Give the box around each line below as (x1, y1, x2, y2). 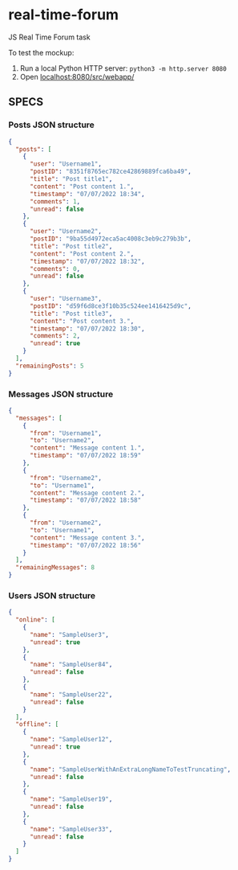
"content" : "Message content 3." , (29, 533, 146, 542)
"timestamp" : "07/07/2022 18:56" (29, 541, 142, 549)
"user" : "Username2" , (29, 228, 103, 236)
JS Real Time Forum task (8, 32, 91, 42)
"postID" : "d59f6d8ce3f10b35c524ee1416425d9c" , (29, 302, 192, 310)
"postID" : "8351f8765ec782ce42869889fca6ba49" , (29, 167, 192, 176)
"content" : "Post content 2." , (29, 249, 135, 258)
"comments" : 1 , (29, 197, 81, 206)
